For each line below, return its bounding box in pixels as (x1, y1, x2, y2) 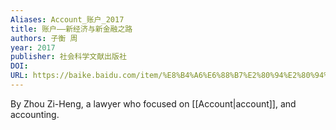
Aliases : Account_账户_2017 (10, 14, 125, 25)
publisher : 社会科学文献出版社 (10, 52, 127, 62)
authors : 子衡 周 (10, 33, 78, 43)
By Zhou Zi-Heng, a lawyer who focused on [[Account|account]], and (10, 97, 297, 110)
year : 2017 (10, 42, 56, 53)
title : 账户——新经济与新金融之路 (10, 24, 133, 34)
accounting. (10, 108, 60, 120)
